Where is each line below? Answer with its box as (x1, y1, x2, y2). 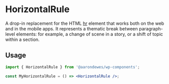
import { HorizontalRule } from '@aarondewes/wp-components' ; (5, 64, 140, 69)
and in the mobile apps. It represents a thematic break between (5, 25, 138, 31)
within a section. (5, 36, 40, 43)
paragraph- (139, 25, 163, 31)
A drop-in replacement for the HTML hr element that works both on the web (5, 20, 164, 26)
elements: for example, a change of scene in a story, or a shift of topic (16, 31, 163, 37)
